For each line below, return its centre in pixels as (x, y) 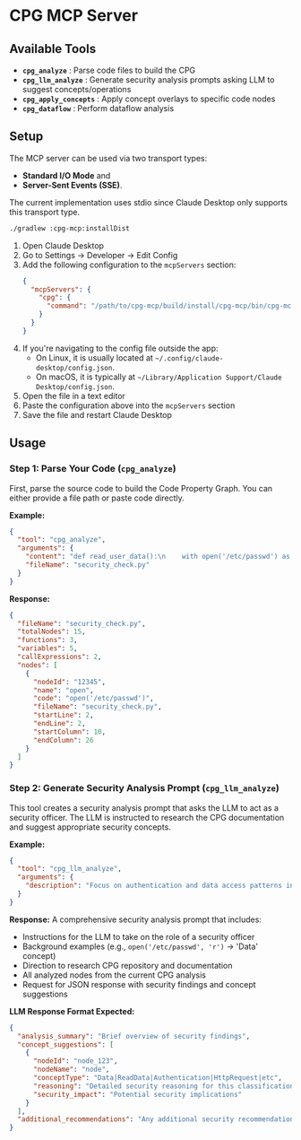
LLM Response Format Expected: (72, 1011)
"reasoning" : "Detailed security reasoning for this (133, 1086)
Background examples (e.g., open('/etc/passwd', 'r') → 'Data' (140, 946)
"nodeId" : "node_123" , (75, 1061)
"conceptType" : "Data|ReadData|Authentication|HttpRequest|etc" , (157, 1078)
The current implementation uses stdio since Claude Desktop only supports (149, 202)
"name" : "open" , (63, 690)
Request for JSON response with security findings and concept (139, 984)
